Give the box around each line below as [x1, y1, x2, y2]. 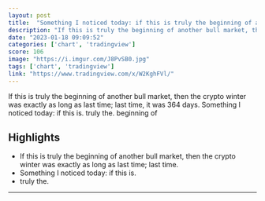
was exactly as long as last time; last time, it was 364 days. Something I [8, 100, 241, 109]
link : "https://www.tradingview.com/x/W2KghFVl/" [8, 70, 175, 78]
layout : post [8, 11, 51, 20]
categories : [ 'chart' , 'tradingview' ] [8, 41, 136, 49]
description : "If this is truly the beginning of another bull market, [8, 26, 248, 34]
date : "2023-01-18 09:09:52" [8, 33, 104, 42]
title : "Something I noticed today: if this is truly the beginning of [8, 19, 252, 27]
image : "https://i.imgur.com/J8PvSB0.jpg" [8, 56, 150, 64]
